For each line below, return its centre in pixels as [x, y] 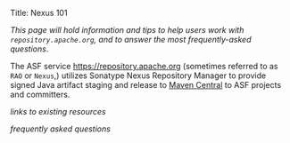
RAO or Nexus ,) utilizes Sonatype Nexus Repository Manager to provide [138, 75]
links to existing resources [58, 111]
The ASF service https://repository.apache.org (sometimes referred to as [145, 66]
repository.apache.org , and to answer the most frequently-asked [131, 40]
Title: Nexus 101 [39, 13]
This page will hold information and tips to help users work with [127, 30]
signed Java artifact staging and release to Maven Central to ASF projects [146, 85]
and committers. [40, 94]
